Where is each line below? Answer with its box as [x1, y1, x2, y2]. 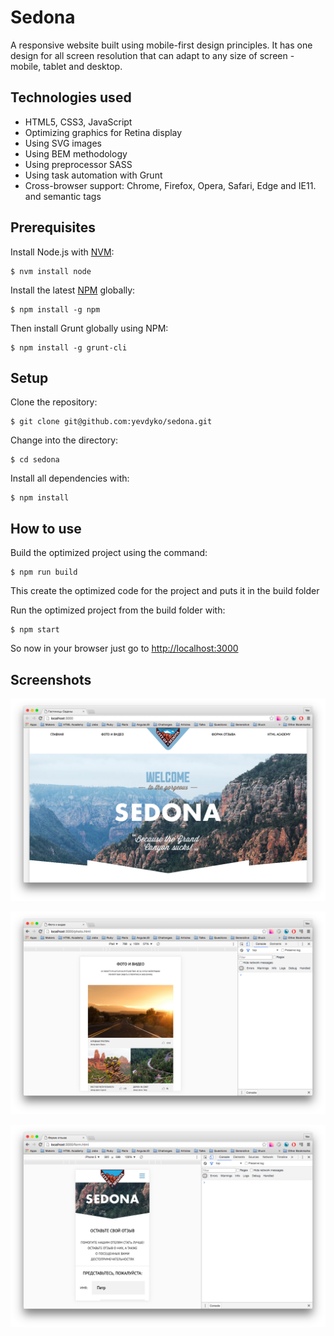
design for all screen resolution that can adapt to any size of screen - [10, 49, 295, 61]
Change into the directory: [10, 434, 119, 446]
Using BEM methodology [24, 147, 128, 160]
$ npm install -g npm [10, 304, 101, 315]
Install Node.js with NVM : [10, 246, 115, 258]
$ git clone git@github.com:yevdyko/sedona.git [10, 417, 213, 427]
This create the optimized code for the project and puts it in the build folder [10, 585, 320, 597]
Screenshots [10, 671, 92, 688]
